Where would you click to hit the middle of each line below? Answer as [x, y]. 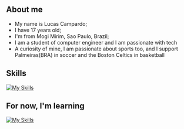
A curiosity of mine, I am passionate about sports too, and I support [96, 49]
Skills [16, 74]
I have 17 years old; [38, 30]
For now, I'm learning [45, 106]
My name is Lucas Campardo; [51, 23]
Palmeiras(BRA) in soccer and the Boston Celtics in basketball [89, 55]
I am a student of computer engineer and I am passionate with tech [96, 42]
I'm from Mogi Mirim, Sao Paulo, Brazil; [62, 36]
